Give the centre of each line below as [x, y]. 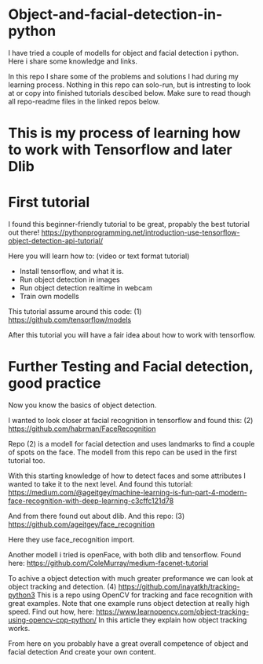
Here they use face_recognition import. [71, 540]
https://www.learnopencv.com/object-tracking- [172, 611]
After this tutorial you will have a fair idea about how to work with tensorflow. [132, 335]
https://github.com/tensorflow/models [70, 320]
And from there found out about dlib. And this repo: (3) [97, 516]
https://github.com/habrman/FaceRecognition [82, 429]
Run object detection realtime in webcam [86, 288]
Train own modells [49, 297]
